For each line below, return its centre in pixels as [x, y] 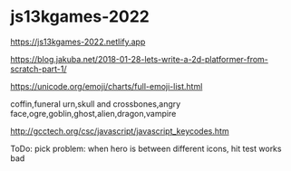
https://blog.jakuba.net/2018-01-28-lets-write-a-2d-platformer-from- [139, 59]
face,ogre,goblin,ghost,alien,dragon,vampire [93, 113]
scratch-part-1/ [39, 69]
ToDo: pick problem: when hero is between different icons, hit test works [146, 148]
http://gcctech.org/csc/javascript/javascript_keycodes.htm [120, 131]
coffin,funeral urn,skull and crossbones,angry [96, 104]
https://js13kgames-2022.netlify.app [78, 42]
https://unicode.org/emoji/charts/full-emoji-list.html [107, 86]
